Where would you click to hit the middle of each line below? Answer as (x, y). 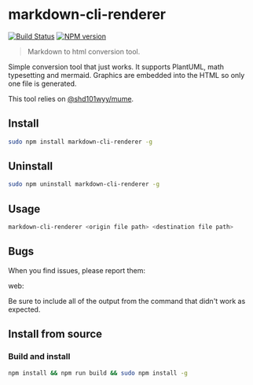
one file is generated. (42, 83)
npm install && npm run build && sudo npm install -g (98, 373)
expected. (24, 309)
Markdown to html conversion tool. (84, 51)
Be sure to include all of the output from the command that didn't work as (127, 301)
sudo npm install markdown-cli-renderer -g (81, 142)
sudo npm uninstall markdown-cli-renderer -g (84, 184)
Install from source (55, 334)
